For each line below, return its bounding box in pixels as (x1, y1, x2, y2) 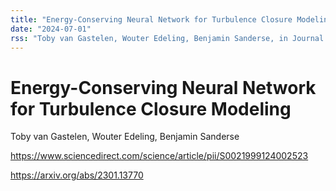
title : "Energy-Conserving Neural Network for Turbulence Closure (10, 14, 293, 25)
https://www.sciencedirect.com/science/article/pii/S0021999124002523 (10, 150, 309, 162)
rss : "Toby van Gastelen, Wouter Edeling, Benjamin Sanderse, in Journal (10, 33, 325, 43)
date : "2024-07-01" (10, 24, 92, 34)
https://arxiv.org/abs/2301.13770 (10, 169, 144, 181)
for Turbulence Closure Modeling (10, 97, 292, 120)
